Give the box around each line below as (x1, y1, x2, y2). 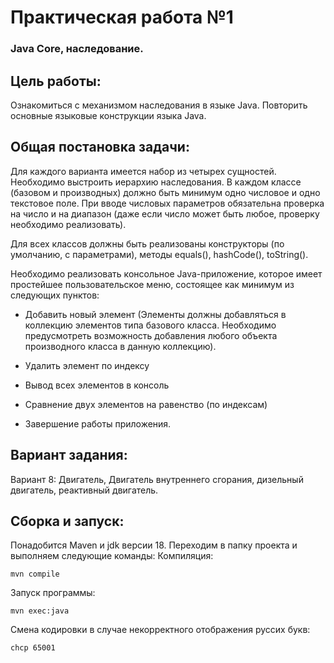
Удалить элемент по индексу (24, 359, 150, 371)
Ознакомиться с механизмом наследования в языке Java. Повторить (10, 99, 308, 111)
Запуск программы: (10, 587, 96, 599)
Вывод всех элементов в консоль (24, 379, 170, 391)
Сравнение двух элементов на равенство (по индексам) (24, 398, 268, 410)
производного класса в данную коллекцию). (24, 340, 217, 352)
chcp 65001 (10, 643, 56, 653)
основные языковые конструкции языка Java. (10, 109, 207, 121)
